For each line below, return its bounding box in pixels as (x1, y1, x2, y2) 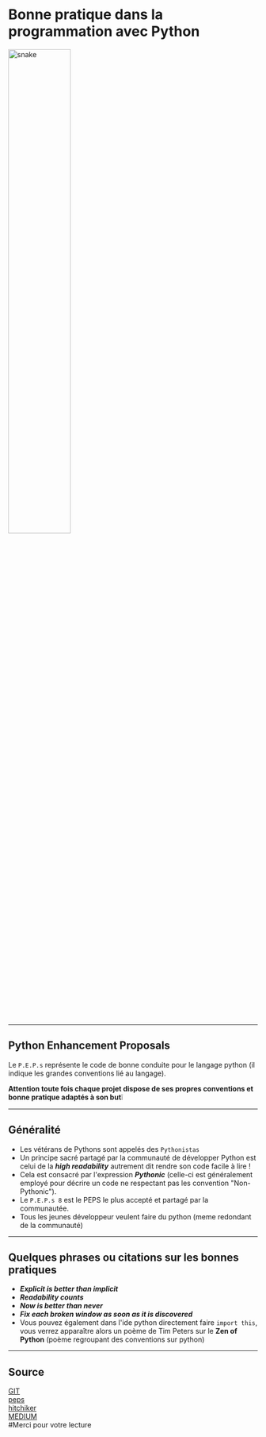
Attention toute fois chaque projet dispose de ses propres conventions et (8, 1084, 253, 1093)
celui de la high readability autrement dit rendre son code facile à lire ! (19, 1161, 251, 1171)
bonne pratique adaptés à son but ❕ (8, 1092, 123, 1102)
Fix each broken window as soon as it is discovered (19, 1309, 193, 1319)
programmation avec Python (8, 22, 200, 41)
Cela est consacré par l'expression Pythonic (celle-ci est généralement (19, 1169, 253, 1179)
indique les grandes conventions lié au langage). (8, 1068, 166, 1078)
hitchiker (8, 1404, 37, 1413)
